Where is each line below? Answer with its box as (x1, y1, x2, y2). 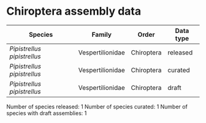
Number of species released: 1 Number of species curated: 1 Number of (6, 103, 188, 110)
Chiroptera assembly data (6, 4, 142, 18)
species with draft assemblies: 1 (6, 109, 87, 117)
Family (91, 30, 112, 39)
